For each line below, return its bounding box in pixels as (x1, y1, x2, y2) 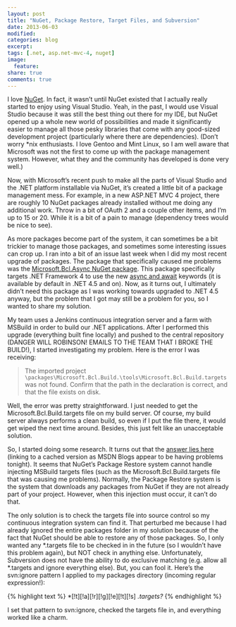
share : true (7, 69, 42, 76)
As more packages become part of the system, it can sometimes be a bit (7, 235, 218, 243)
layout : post (7, 10, 46, 18)
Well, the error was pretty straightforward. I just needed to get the (7, 402, 199, 410)
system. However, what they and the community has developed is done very (7, 155, 229, 163)
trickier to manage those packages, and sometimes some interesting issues (7, 242, 227, 251)
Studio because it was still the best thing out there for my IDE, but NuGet (7, 110, 218, 118)
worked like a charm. (7, 614, 68, 622)
